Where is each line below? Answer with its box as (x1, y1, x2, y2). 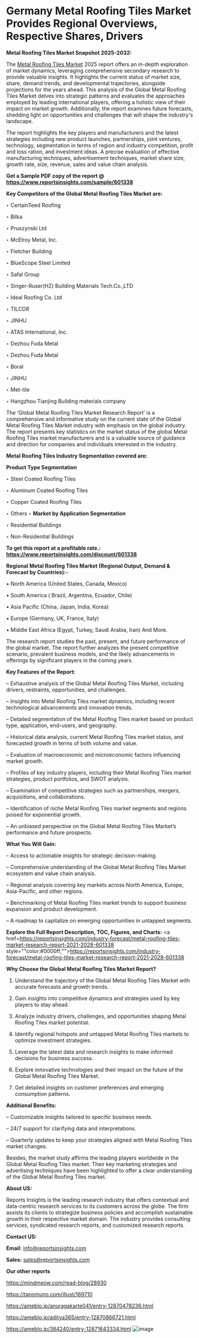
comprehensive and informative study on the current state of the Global (6, 415, 182, 422)
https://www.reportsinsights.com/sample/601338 (6, 178, 134, 186)
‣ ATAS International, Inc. (6, 328, 68, 336)
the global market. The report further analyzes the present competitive (6, 644, 179, 651)
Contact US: (6, 1233, 37, 1240)
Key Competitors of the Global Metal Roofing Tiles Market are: (6, 190, 163, 197)
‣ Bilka (6, 213, 23, 220)
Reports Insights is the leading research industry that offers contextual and (6, 1196, 189, 1203)
